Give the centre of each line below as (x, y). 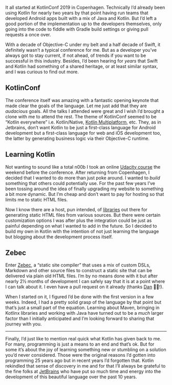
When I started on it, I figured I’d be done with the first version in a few (80, 297)
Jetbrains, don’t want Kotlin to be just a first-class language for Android (81, 127)
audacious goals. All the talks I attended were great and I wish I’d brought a (85, 111)
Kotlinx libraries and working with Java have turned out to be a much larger (84, 313)
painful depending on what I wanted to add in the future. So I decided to (81, 226)
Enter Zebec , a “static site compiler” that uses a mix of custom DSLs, (78, 265)
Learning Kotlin (30, 155)
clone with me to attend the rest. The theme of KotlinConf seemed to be (81, 116)
